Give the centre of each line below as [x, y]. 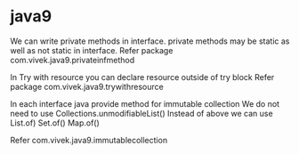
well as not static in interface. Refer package [92, 50]
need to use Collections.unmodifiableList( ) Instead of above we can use [142, 113]
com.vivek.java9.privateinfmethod [73, 60]
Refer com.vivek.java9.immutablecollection [89, 140]
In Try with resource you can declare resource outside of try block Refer [142, 77]
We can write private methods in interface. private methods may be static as [150, 41]
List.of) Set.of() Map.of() [55, 123]
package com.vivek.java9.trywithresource [87, 86]
